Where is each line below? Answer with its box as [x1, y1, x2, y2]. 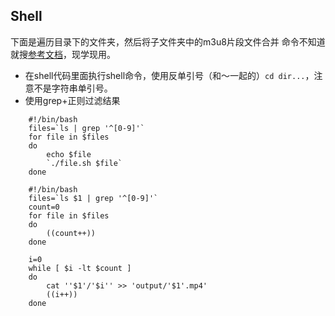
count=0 [28, 202, 60, 212]
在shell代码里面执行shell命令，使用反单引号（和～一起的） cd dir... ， [24, 69, 315, 81]
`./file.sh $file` [46, 158, 123, 168]
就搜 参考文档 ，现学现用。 [10, 48, 116, 60]
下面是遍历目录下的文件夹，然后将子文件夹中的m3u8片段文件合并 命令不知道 [10, 35, 326, 48]
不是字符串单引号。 [33, 82, 113, 94]
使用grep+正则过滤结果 [24, 94, 121, 106]
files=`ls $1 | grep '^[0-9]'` [28, 193, 159, 203]
